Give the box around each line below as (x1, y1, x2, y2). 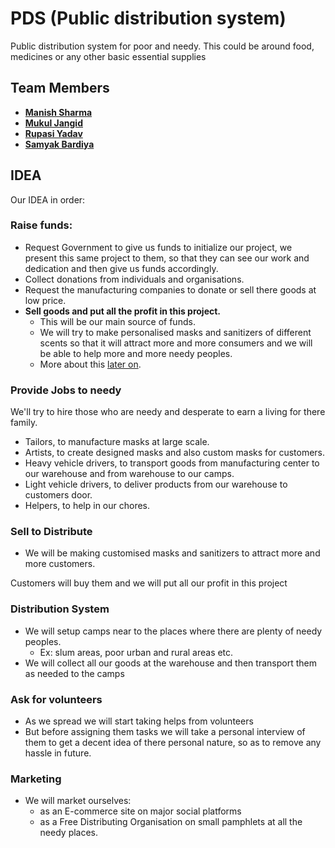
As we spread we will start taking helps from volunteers (24, 715, 254, 727)
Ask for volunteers (10, 692, 103, 706)
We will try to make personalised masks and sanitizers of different (39, 326, 312, 338)
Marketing (10, 772, 62, 786)
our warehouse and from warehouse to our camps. (24, 468, 235, 480)
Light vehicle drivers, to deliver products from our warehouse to (24, 478, 288, 491)
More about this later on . (39, 358, 142, 370)
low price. (24, 294, 67, 306)
